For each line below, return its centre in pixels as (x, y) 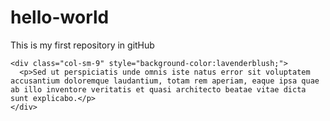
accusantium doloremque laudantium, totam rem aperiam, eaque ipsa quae (165, 81)
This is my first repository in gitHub (82, 45)
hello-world (60, 17)
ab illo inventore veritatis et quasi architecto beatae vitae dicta (158, 89)
